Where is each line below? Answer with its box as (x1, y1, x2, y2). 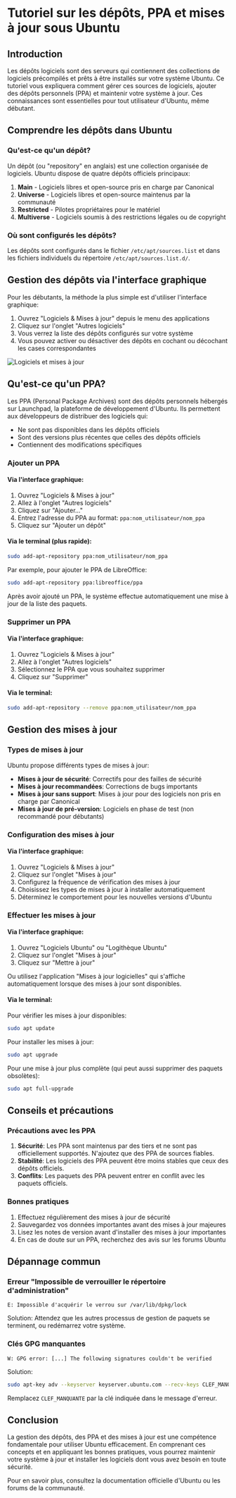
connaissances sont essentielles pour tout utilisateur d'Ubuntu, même (7, 97, 209, 105)
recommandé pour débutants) (17, 812, 105, 820)
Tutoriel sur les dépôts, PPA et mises (7, 5, 225, 21)
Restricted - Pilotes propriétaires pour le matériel (17, 205, 160, 213)
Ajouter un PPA (7, 458, 60, 468)
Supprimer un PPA (7, 617, 72, 626)
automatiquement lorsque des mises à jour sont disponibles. (7, 979, 182, 988)
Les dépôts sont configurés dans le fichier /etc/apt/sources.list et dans (7, 246, 221, 254)
